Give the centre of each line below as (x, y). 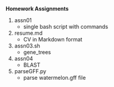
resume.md (28, 33)
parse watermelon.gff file (55, 78)
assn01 (23, 20)
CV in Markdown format (53, 39)
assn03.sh (27, 46)
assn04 (24, 58)
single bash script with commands (66, 27)
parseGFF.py (30, 71)
